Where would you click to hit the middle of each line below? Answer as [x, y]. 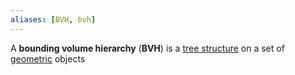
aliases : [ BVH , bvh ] [53, 19]
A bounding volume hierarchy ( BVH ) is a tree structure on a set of [147, 48]
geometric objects [48, 58]
